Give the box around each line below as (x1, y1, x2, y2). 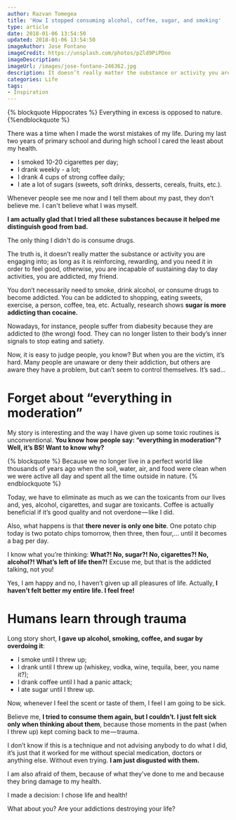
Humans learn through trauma (7, 611, 187, 627)
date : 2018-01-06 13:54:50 (7, 30, 86, 37)
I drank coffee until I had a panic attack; (17, 678, 133, 686)
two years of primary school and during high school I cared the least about (7, 137, 223, 145)
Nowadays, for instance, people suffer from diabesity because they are (7, 322, 214, 331)
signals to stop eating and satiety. (7, 337, 105, 346)
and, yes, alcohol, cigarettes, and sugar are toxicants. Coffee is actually (7, 500, 214, 509)
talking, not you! (7, 565, 54, 574)
